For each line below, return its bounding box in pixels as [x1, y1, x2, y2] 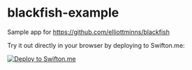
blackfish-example [7, 5, 119, 21]
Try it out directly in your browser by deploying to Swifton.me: [7, 41, 185, 49]
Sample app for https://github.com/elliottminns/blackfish [7, 28, 170, 36]
